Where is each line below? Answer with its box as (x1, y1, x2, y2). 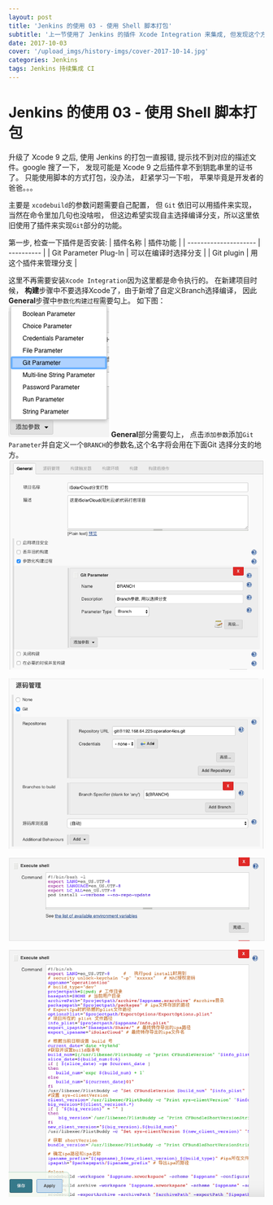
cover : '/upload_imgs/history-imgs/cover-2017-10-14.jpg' (8, 47, 209, 56)
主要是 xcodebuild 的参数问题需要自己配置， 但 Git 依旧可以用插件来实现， (8, 199, 256, 209)
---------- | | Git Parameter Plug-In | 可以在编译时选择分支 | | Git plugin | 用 (8, 248, 258, 257)
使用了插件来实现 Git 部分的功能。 (15, 220, 127, 230)
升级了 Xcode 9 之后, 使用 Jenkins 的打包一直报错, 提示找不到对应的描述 (8, 151, 249, 162)
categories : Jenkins (8, 56, 79, 64)
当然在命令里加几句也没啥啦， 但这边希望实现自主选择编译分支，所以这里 (8, 210, 253, 220)
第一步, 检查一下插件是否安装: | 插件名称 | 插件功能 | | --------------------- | (8, 237, 262, 248)
